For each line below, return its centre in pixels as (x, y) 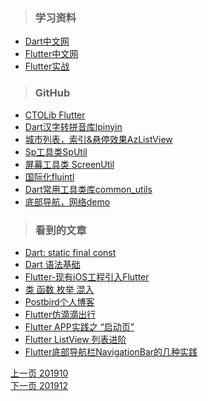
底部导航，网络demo (67, 201)
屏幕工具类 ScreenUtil (69, 164)
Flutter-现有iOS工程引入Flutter (87, 276)
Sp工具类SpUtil (56, 151)
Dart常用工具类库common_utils (88, 189)
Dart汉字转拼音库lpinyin (73, 126)
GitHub (52, 93)
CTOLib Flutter (55, 115)
